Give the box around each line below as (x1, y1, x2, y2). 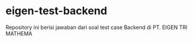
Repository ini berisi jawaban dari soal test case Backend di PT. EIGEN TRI (5, 24, 188, 31)
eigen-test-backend (5, 4, 108, 18)
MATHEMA (5, 30, 33, 37)
